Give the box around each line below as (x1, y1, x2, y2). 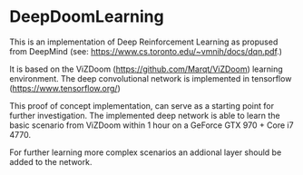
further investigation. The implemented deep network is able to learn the (9, 110, 280, 121)
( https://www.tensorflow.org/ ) (9, 83, 121, 93)
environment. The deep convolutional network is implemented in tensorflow (9, 73, 292, 83)
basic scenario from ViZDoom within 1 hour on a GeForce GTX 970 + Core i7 (9, 120, 294, 131)
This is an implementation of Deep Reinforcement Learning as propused (9, 36, 279, 47)
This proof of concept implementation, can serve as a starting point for (9, 100, 275, 111)
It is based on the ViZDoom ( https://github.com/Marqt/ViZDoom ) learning (9, 63, 283, 74)
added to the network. (9, 156, 93, 167)
